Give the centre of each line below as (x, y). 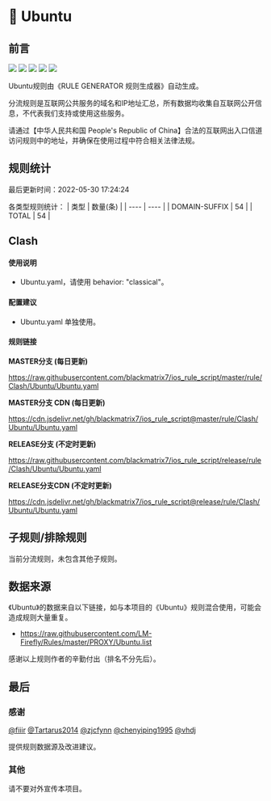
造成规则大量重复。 (40, 618)
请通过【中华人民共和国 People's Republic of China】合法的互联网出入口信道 (135, 130)
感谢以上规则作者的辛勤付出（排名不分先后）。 (84, 659)
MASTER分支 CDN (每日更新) (57, 403)
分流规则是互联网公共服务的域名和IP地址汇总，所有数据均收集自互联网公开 (132, 103)
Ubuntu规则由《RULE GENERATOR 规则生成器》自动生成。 (106, 86)
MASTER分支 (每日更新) (48, 361)
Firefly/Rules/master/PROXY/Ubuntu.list (86, 643)
